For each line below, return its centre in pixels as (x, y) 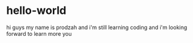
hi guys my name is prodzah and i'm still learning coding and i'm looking (97, 27)
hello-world (37, 11)
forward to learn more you (39, 33)
